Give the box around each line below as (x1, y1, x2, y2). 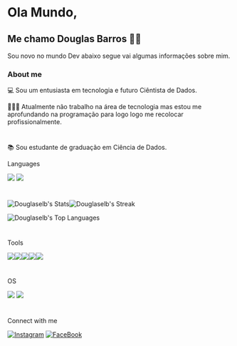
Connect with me (7, 317, 58, 325)
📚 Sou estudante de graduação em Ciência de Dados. (7, 143, 167, 152)
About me (7, 69, 43, 79)
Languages (7, 160, 41, 168)
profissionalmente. (7, 118, 63, 126)
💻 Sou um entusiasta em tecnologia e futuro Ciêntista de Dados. (7, 86, 198, 95)
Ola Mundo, (7, 4, 78, 21)
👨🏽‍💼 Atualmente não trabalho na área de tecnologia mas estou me (7, 103, 202, 111)
